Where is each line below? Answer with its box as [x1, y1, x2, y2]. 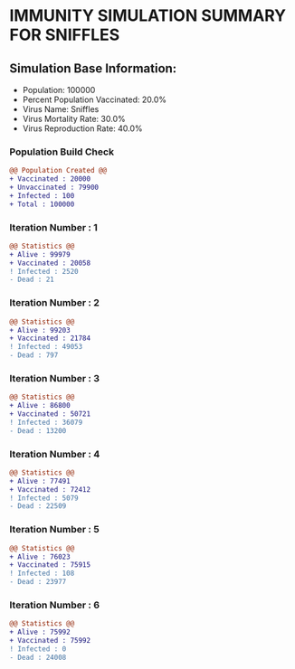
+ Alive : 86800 [9, 401, 71, 410]
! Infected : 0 [9, 644, 67, 654]
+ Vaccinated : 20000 [9, 174, 91, 184]
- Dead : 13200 [9, 426, 67, 435]
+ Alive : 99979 [9, 250, 71, 259]
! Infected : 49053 [9, 343, 83, 352]
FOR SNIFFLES [9, 24, 120, 45]
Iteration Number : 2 [9, 297, 100, 309]
